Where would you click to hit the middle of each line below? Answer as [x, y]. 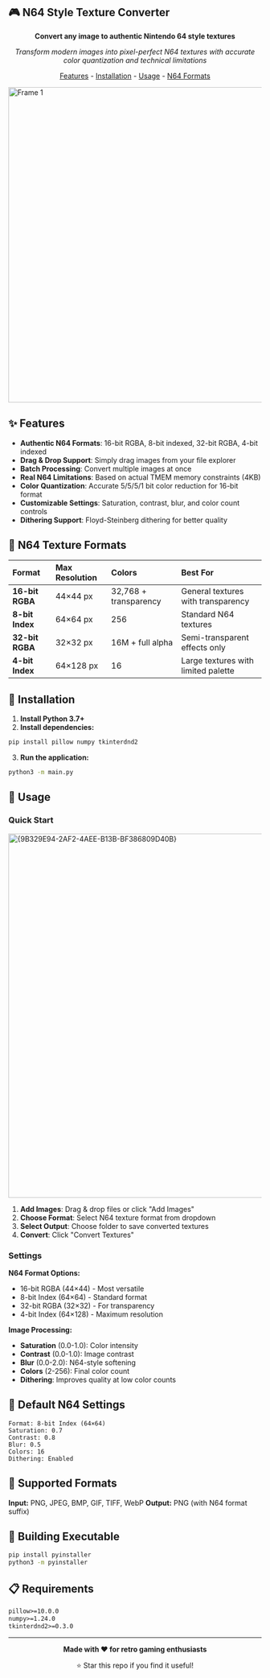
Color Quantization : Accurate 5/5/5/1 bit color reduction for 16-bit [129, 485]
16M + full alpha [142, 643]
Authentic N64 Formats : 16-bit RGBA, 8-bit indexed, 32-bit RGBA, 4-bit [139, 443]
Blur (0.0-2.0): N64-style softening [78, 1363]
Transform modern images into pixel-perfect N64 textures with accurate [135, 52]
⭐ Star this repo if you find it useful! [135, 1665]
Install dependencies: [57, 728]
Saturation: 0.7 [35, 1430]
